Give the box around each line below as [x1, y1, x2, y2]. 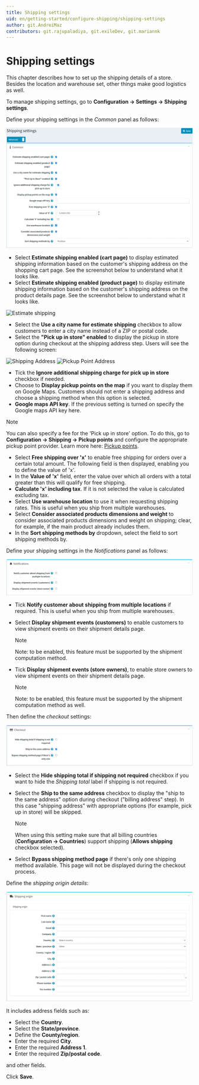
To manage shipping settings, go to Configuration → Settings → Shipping [6, 98, 187, 105]
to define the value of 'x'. [14, 466, 76, 473]
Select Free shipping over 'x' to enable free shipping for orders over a [14, 454, 187, 461]
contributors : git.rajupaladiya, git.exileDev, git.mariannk [6, 28, 161, 34]
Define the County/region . [14, 1031, 80, 1039]
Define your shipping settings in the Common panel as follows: [6, 116, 159, 123]
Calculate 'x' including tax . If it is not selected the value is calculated [14, 485, 185, 492]
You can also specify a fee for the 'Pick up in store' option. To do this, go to [6, 429, 190, 436]
